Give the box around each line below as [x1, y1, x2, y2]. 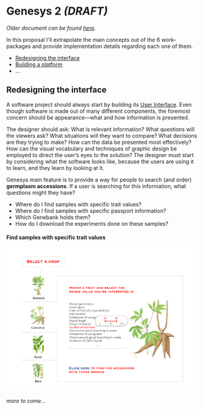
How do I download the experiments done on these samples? [15, 220, 169, 227]
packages [6, 42, 32, 50]
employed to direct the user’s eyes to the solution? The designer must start [6, 151, 194, 158]
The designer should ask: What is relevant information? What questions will [6, 126, 195, 133]
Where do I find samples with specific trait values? [15, 200, 142, 208]
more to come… [6, 397, 46, 404]
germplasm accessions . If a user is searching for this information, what [6, 182, 187, 189]
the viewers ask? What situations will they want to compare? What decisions [6, 132, 198, 139]
